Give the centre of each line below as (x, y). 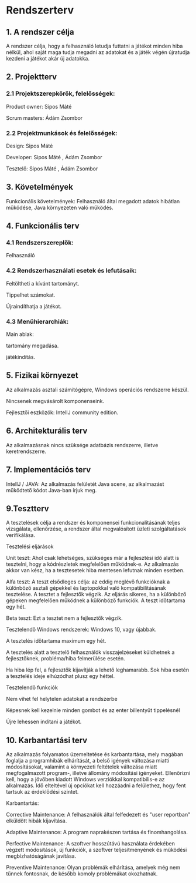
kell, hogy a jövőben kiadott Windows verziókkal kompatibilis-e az (85, 780)
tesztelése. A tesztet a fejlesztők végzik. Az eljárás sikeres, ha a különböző (96, 595)
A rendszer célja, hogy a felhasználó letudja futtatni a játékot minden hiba (94, 46)
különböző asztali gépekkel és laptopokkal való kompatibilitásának (86, 588)
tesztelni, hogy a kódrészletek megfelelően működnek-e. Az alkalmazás (92, 564)
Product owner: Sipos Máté (39, 106)
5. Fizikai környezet (42, 376)
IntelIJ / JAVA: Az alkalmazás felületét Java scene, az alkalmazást (85, 484)
